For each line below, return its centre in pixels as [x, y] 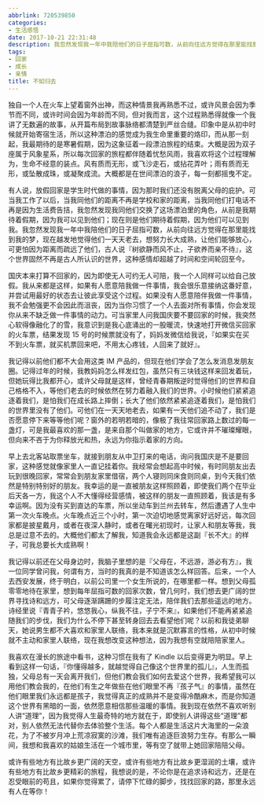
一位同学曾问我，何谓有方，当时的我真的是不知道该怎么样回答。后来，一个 [128, 571]
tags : [17, 52]
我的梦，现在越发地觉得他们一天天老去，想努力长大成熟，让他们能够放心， [135, 239]
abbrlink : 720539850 [42, 15]
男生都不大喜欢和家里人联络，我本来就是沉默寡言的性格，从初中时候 [145, 630]
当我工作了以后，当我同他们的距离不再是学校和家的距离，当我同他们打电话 [128, 200]
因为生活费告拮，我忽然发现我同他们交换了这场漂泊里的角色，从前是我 [135, 210]
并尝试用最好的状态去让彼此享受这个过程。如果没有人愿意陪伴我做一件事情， [132, 295]
